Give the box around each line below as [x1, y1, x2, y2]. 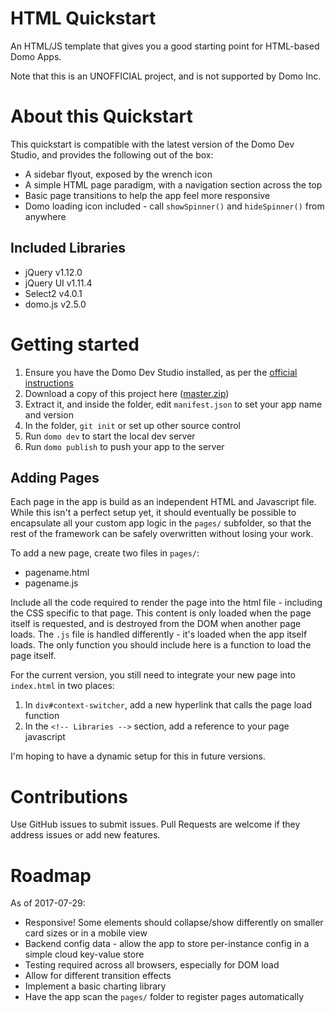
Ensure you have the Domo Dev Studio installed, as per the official [24, 366, 298, 378]
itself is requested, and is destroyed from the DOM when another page [10, 618, 302, 630]
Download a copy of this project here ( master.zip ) [24, 387, 230, 399]
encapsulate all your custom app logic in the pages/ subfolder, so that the [10, 517, 312, 529]
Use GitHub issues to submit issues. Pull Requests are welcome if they [10, 818, 301, 831]
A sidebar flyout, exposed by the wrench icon [24, 168, 213, 180]
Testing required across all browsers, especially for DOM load [24, 959, 280, 971]
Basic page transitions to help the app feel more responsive [24, 189, 271, 201]
